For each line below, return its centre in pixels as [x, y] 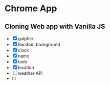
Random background [39, 44]
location [26, 68]
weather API [30, 73]
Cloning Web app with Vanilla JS [55, 26]
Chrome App [31, 8]
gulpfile [25, 39]
